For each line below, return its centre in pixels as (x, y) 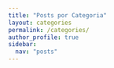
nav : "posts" (37, 52)
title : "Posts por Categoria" (58, 15)
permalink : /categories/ (49, 30)
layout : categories (40, 23)
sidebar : (22, 45)
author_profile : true (44, 37)
